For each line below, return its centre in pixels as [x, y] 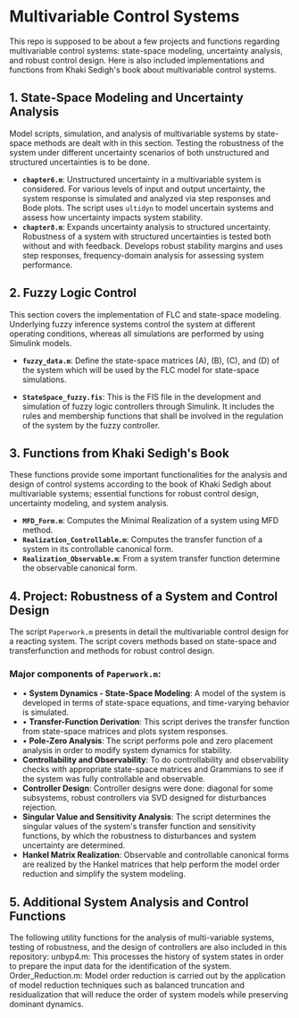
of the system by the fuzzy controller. [91, 425]
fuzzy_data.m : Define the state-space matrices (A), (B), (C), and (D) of [150, 361]
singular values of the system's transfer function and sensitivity [139, 827]
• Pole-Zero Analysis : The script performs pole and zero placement [148, 741]
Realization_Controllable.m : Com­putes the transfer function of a [142, 539]
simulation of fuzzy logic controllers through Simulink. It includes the [148, 406]
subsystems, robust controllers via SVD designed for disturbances [144, 798]
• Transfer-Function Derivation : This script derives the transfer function [156, 722]
